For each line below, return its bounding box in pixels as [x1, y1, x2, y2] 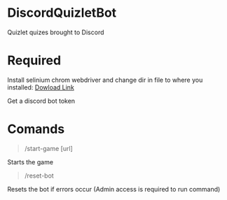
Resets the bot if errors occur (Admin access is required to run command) [7, 185, 221, 193]
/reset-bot [24, 171, 54, 180]
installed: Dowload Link [7, 83, 75, 92]
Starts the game [7, 157, 54, 166]
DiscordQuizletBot [7, 5, 117, 21]
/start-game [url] [24, 144, 74, 152]
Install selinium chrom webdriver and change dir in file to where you [7, 76, 203, 84]
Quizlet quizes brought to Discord [7, 28, 104, 36]
